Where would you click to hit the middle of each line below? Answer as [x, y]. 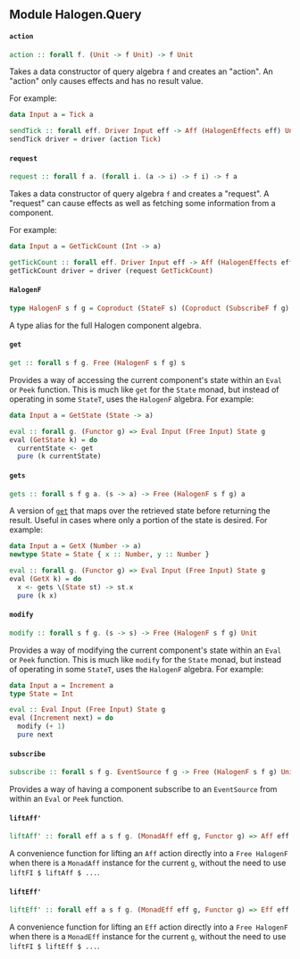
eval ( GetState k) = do [54, 440]
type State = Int [42, 694]
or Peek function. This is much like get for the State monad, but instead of [144, 389]
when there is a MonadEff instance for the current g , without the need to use [148, 937]
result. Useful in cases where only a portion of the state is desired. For [138, 521]
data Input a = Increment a [62, 685]
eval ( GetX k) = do [46, 580]
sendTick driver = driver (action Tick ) [86, 139]
